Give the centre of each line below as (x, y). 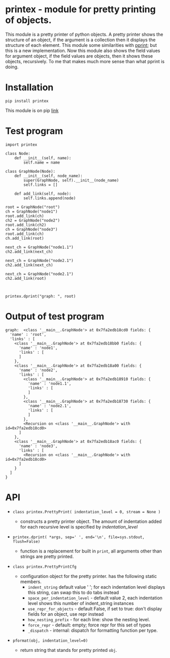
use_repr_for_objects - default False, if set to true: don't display (95, 609)
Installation (29, 87)
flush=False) (26, 541)
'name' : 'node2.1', (49, 406)
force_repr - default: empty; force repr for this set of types (89, 625)
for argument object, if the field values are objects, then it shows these (79, 56)
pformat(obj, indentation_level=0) (50, 641)
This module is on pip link (32, 110)
